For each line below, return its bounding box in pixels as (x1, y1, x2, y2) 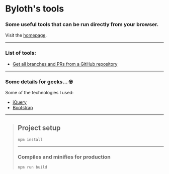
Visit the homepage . (5, 32, 47, 38)
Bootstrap (12, 105, 33, 111)
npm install (17, 137, 43, 142)
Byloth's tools (5, 3, 64, 15)
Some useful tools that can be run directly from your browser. (5, 21, 159, 28)
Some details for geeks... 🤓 (5, 78, 73, 85)
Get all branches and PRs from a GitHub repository (12, 61, 118, 67)
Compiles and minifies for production (17, 153, 111, 160)
